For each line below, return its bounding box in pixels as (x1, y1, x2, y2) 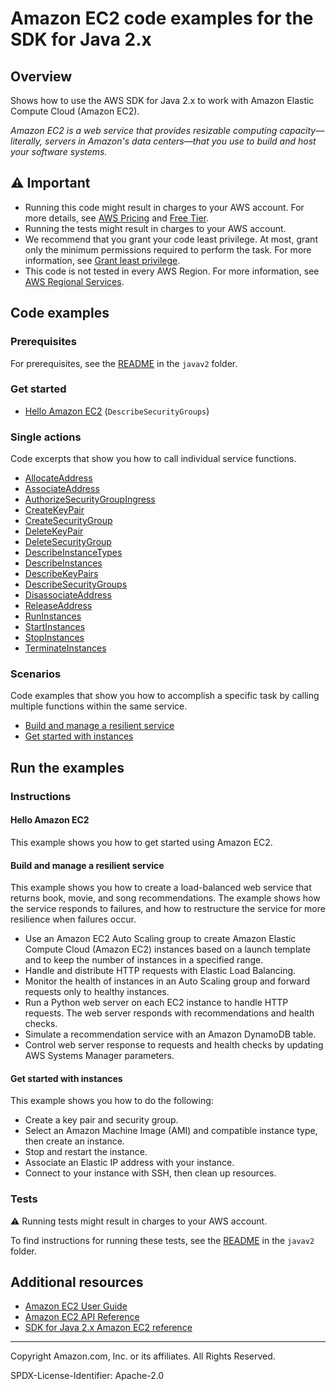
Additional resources (10, 1274, 144, 1291)
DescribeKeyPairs (24, 568, 99, 580)
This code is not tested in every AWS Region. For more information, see (24, 265, 320, 277)
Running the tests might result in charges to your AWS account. (24, 222, 287, 234)
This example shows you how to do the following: (10, 1095, 214, 1107)
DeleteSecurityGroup (24, 536, 112, 548)
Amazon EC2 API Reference (24, 1311, 140, 1323)
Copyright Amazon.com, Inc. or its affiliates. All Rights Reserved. (10, 1350, 276, 1362)
